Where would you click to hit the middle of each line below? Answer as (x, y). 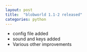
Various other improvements (42, 44)
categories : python (26, 19)
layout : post (19, 10)
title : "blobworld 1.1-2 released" (44, 15)
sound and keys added (36, 39)
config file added (30, 34)
